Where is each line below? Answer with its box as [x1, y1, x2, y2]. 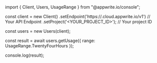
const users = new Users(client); [5, 28, 71, 34]
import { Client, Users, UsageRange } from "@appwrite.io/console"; [5, 4, 140, 10]
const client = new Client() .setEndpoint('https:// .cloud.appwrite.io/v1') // [5, 14, 151, 19]
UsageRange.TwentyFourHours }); [5, 43, 74, 48]
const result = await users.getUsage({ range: [5, 38, 96, 43]
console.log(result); [5, 52, 44, 58]
